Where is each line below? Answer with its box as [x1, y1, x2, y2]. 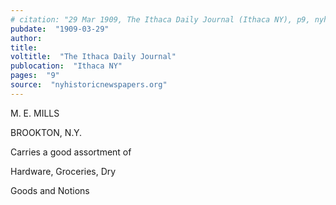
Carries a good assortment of [10, 146, 132, 158]
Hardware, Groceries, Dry [10, 165, 117, 177]
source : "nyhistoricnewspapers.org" [10, 80, 168, 90]
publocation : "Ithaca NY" [10, 61, 123, 71]
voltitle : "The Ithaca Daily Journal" [10, 52, 177, 62]
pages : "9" [10, 71, 60, 81]
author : [10, 33, 43, 43]
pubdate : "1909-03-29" [10, 24, 110, 34]
